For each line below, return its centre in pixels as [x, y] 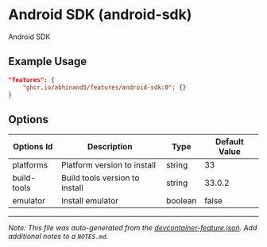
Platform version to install [108, 165]
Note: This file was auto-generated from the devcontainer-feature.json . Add [133, 228]
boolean [182, 201]
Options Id [33, 147]
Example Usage [48, 62]
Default [230, 142]
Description [110, 147]
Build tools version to [100, 178]
